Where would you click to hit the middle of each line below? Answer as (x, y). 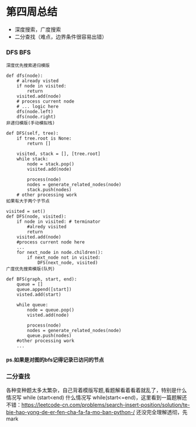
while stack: (32, 159)
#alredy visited (47, 227)
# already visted (38, 81)
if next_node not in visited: (64, 258)
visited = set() (26, 212)
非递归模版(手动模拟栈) (31, 123)
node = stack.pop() (51, 164)
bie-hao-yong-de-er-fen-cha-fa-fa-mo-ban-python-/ (71, 412)
